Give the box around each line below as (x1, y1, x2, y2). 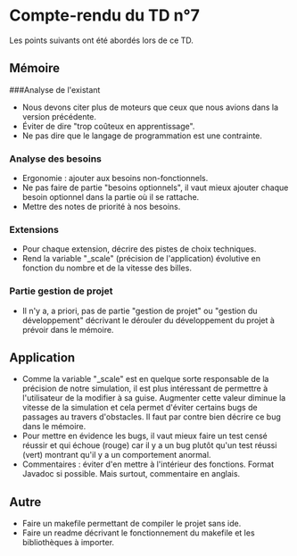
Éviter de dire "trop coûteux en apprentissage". (21, 120, 195, 131)
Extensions (9, 223, 60, 236)
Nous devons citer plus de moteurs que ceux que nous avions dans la (21, 102, 279, 112)
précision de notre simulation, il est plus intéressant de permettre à (21, 383, 268, 394)
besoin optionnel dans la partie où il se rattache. (21, 192, 200, 203)
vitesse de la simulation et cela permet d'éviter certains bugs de (21, 402, 258, 413)
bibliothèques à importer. (21, 537, 114, 548)
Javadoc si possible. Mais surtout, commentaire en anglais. (21, 469, 241, 479)
